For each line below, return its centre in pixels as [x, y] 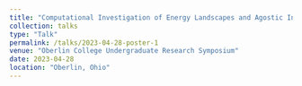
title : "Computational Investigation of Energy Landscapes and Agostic [146, 17]
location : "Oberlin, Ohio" [60, 68]
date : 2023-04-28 [42, 59]
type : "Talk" [34, 34]
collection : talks [44, 26]
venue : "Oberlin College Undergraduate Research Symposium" [124, 51]
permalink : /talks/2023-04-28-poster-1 [84, 43]
